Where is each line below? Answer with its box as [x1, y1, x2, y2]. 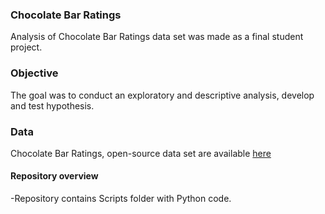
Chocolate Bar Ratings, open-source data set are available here [10, 147, 272, 159]
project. [10, 41, 43, 53]
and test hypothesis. [10, 99, 95, 112]
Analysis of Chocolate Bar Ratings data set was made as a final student [10, 31, 304, 43]
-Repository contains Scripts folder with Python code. [10, 193, 232, 205]
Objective [10, 66, 59, 80]
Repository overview [10, 170, 99, 182]
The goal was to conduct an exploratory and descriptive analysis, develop [10, 89, 315, 101]
